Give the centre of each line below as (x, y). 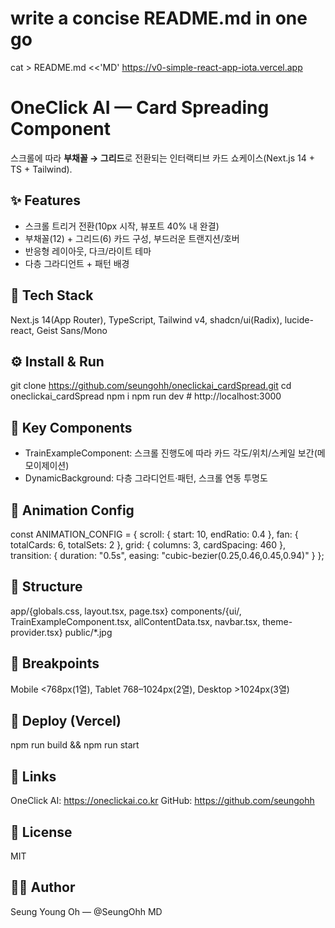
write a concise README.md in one (159, 18)
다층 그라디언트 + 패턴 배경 (77, 263)
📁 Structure (46, 587)
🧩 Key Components (71, 427)
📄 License (41, 832)
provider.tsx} (36, 632)
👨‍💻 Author (43, 887)
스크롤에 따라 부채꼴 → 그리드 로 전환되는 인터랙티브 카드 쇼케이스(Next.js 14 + (162, 158)
